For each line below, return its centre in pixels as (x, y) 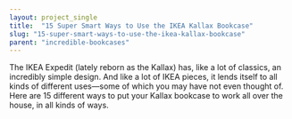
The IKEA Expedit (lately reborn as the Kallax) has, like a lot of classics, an (145, 67)
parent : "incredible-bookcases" (69, 42)
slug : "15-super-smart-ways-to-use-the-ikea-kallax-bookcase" (127, 34)
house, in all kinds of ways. (59, 105)
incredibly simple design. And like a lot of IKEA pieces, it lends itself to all (144, 77)
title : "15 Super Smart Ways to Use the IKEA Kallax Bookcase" (131, 26)
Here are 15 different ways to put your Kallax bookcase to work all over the (146, 96)
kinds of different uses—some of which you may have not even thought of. (146, 86)
